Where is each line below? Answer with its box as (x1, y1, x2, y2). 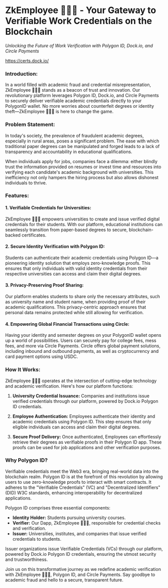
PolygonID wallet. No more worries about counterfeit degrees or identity (5, 103, 154, 109)
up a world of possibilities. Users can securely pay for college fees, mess (5, 337, 156, 344)
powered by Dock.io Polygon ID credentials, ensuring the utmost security (5, 551, 156, 557)
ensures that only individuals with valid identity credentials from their (5, 265, 147, 271)
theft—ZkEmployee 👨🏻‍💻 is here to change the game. (5, 108, 114, 115)
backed (5, 232, 21, 238)
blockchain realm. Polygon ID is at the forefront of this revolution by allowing (5, 473, 163, 480)
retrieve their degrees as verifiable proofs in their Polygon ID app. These (12, 439, 162, 445)
